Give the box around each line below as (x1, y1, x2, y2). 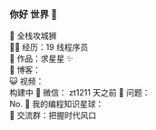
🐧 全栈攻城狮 (9, 30, 57, 42)
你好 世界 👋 (9, 7, 57, 20)
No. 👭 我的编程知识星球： (9, 98, 104, 110)
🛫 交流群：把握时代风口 (9, 110, 97, 121)
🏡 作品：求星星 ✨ (9, 53, 74, 65)
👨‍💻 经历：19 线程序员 (9, 42, 89, 53)
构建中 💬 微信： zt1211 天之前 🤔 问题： (9, 87, 151, 98)
